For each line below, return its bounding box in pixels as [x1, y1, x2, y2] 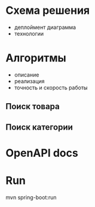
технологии [14, 30, 44, 37]
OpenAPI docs [5, 146, 78, 160]
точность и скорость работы [14, 84, 88, 91]
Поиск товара [5, 101, 60, 112]
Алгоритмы [5, 51, 66, 65]
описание [14, 71, 39, 78]
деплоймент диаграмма [14, 24, 76, 31]
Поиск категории [5, 122, 73, 132]
